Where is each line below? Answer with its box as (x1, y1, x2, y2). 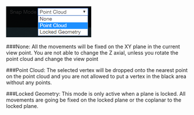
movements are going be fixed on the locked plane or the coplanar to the (6, 96, 182, 103)
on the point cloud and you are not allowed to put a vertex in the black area (6, 73, 187, 80)
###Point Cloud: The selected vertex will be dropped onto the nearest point (6, 67, 188, 73)
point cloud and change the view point (6, 56, 99, 62)
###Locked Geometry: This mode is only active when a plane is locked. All (6, 91, 186, 97)
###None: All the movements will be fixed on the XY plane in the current (6, 43, 180, 50)
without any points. (6, 79, 53, 86)
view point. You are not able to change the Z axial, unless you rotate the (6, 49, 179, 56)
